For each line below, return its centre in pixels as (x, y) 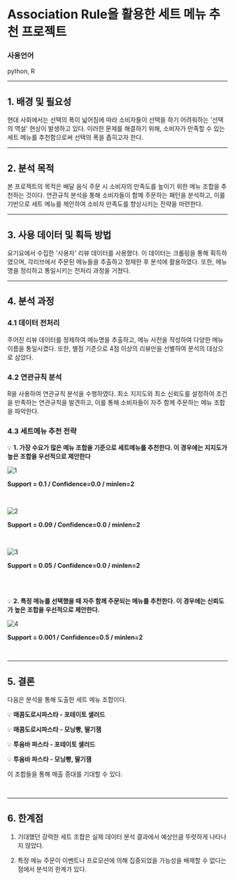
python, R (21, 72)
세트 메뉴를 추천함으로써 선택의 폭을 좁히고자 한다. (76, 137)
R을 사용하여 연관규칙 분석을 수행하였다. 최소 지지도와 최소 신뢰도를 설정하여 (111, 393)
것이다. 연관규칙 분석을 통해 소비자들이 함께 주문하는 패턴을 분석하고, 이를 (126, 195)
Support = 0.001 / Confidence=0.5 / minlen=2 (75, 637)
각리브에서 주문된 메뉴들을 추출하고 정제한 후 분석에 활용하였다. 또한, (121, 262)
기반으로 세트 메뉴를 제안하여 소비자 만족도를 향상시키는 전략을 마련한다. (105, 204)
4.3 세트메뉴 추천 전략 (42, 431)
